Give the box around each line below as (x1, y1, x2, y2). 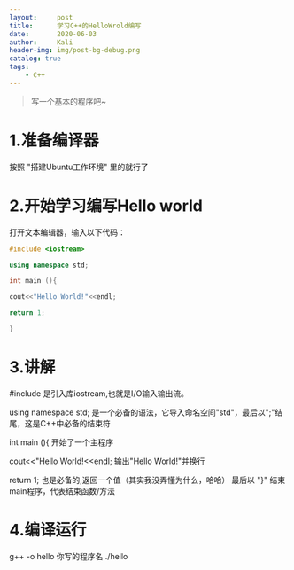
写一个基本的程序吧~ (30, 96, 107, 106)
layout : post (9, 12, 73, 22)
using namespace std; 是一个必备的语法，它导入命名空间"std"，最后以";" (9, 407, 275, 418)
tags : (9, 63, 29, 72)
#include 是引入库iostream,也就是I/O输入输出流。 (9, 387, 189, 399)
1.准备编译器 (9, 130, 99, 151)
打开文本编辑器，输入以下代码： (9, 227, 126, 238)
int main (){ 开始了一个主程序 (9, 436, 114, 448)
